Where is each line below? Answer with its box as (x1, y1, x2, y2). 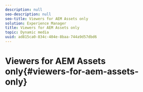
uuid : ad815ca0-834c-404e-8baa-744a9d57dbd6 (5, 35, 97, 40)
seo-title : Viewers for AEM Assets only (5, 16, 89, 21)
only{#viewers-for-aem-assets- (5, 66, 139, 77)
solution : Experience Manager (5, 21, 67, 26)
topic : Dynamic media (5, 30, 49, 35)
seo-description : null (5, 12, 51, 17)
